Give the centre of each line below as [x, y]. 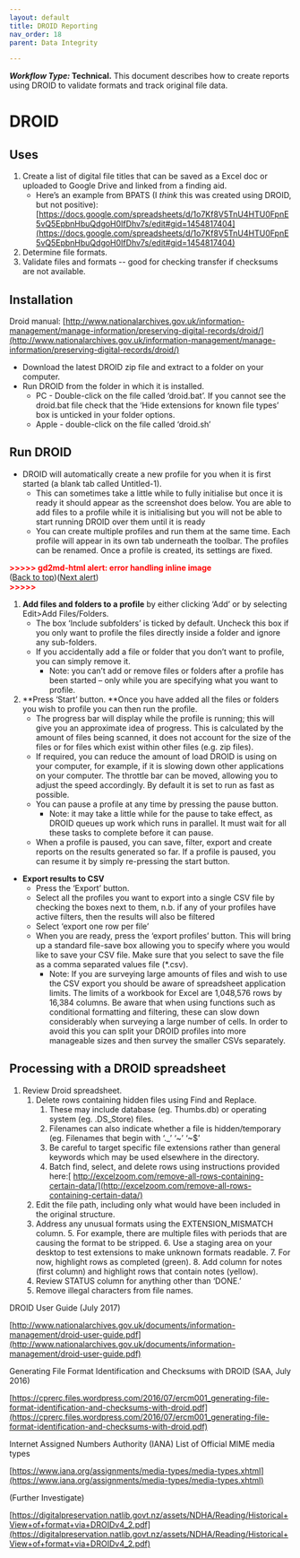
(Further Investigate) [47, 1497]
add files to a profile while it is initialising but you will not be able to [159, 512]
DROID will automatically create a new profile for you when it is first [146, 474]
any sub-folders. [66, 642]
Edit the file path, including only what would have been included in [158, 1204]
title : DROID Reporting [54, 26]
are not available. [54, 272]
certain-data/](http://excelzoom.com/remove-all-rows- [150, 1185]
